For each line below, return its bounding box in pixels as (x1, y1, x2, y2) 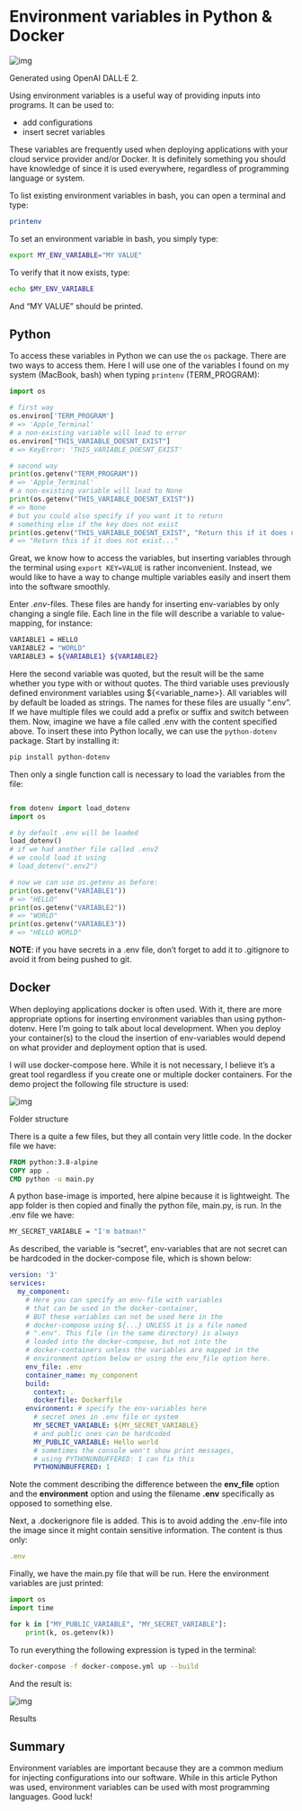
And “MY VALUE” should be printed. (9, 300, 144, 311)
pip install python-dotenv (9, 753, 111, 762)
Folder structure (9, 1113, 69, 1124)
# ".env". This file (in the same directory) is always (25, 1329, 240, 1338)
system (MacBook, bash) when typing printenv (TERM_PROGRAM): (9, 370, 261, 380)
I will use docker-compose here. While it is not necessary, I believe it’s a (9, 1059, 276, 1070)
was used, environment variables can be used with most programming (9, 1782, 271, 1793)
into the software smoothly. (9, 582, 111, 593)
